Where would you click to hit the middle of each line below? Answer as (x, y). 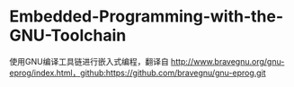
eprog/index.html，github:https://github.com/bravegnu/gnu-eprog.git (138, 73)
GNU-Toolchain (68, 35)
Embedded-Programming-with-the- (147, 17)
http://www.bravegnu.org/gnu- (227, 61)
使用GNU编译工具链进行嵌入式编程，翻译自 (89, 61)
